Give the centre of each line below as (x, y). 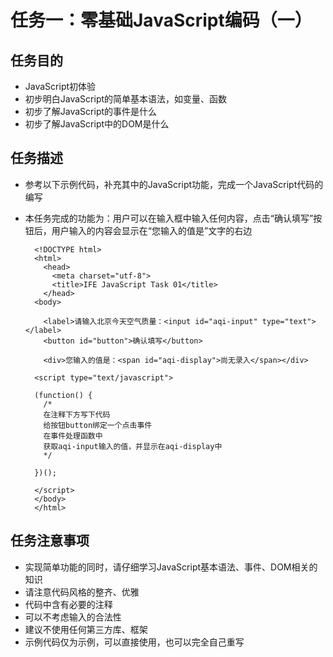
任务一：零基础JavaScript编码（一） (161, 20)
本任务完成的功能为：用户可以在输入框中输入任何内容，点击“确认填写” (169, 218)
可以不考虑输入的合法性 (73, 617)
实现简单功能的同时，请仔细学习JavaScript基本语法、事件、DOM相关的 (171, 567)
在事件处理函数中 (73, 436)
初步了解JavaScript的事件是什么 (91, 111)
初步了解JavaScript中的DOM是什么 (97, 124)
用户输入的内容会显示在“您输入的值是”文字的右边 (152, 230)
